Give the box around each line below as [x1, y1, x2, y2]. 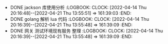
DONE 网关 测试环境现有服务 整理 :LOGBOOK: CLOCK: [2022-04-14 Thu [10, 28, 163, 34]
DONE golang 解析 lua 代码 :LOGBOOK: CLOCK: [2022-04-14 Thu [10, 16, 150, 22]
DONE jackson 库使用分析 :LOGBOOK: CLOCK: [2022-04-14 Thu [10, 5, 147, 10]
